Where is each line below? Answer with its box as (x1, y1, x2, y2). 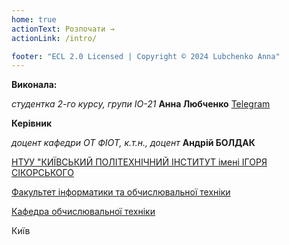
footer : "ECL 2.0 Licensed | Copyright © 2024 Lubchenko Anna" (11, 51, 281, 61)
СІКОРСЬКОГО (11, 167, 74, 179)
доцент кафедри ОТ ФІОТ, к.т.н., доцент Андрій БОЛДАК (11, 137, 256, 149)
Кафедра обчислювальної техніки (11, 206, 156, 218)
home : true (11, 14, 57, 25)
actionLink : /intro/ (11, 33, 98, 43)
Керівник (11, 117, 53, 130)
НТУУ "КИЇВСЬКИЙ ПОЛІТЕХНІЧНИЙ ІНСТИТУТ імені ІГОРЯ (11, 156, 268, 168)
